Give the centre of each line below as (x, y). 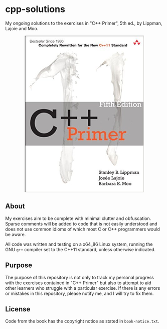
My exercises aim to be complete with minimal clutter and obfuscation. (78, 218)
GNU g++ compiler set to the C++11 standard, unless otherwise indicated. (80, 249)
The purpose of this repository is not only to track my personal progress (80, 277)
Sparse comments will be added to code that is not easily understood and (81, 224)
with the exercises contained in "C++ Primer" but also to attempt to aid (78, 283)
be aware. (16, 234)
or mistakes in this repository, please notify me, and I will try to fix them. (79, 293)
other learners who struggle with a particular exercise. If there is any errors (83, 288)
